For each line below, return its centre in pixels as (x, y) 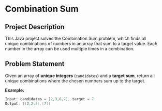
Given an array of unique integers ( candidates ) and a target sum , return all (80, 76)
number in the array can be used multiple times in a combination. (70, 49)
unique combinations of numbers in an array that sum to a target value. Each (81, 44)
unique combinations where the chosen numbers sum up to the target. (75, 80)
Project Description (35, 27)
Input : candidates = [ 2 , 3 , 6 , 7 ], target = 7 (50, 99)
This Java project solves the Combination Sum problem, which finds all (76, 38)
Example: (15, 90)
